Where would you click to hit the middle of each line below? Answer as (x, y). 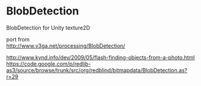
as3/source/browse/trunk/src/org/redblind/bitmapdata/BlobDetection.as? (97, 70)
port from (18, 39)
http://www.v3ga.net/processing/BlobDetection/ (66, 46)
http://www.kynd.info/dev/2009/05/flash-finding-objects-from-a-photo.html (100, 57)
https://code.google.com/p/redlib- (49, 64)
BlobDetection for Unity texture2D (48, 28)
